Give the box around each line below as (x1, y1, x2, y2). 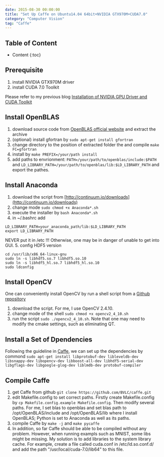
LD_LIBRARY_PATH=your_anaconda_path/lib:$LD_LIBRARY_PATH (5, 224, 126, 229)
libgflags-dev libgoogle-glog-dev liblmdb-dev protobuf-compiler (5, 363, 141, 368)
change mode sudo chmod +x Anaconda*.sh (12, 204, 99, 210)
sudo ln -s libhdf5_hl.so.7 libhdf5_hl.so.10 (5, 260, 99, 265)
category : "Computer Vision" (5, 16, 65, 21)
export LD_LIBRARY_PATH (5, 228, 54, 233)
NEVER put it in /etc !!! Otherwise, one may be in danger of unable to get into (5, 237, 160, 243)
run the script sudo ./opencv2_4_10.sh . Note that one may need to (12, 316, 145, 322)
